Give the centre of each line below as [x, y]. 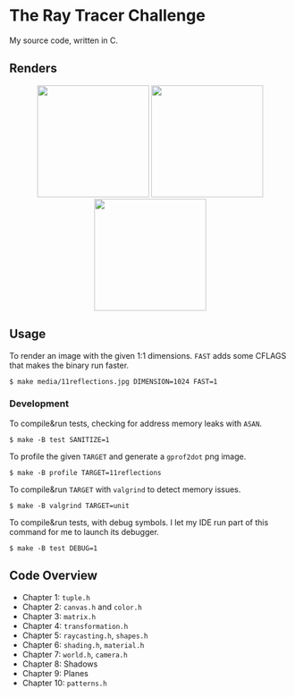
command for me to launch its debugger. [84, 531]
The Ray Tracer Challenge [107, 16]
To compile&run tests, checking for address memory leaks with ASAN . [135, 423]
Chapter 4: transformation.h [75, 625]
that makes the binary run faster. [69, 365]
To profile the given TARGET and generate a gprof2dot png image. [128, 456]
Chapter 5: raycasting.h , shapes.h [85, 635]
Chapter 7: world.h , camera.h [75, 654]
